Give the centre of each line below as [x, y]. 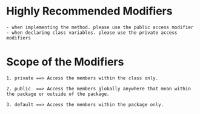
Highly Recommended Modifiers [89, 11]
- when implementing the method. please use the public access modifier [100, 27]
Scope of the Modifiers [65, 62]
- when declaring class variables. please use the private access [92, 32]
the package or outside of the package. [58, 94]
